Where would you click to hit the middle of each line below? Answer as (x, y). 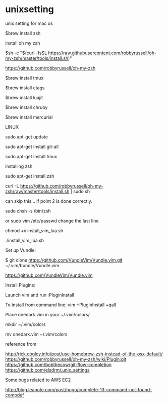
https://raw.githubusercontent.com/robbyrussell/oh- (102, 53)
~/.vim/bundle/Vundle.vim (32, 265)
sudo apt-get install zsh (30, 176)
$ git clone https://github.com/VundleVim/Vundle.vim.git (64, 260)
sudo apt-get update (26, 137)
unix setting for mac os (29, 23)
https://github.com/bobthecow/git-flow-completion (59, 364)
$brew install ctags (25, 88)
